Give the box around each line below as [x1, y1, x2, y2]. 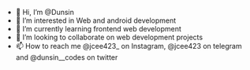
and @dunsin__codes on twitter [15, 53, 118, 62]
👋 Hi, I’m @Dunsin [15, 8, 75, 17]
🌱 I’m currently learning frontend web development [15, 24, 181, 33]
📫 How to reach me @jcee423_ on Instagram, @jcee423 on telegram [15, 42, 242, 50]
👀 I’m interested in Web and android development [15, 16, 177, 25]
